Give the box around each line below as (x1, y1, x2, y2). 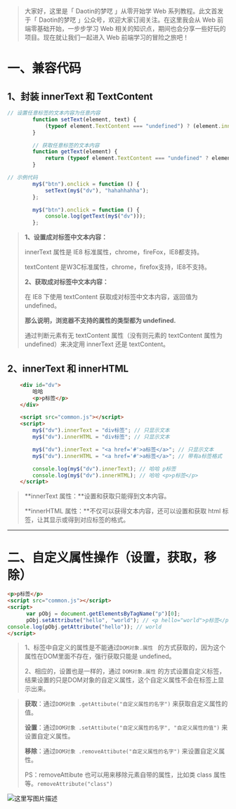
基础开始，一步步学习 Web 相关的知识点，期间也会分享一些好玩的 (37, 25, 226, 32)
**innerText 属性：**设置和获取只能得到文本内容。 (24, 492, 171, 501)
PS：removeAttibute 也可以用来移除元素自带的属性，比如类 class (24, 770, 212, 779)
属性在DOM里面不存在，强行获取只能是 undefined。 (24, 652, 176, 661)
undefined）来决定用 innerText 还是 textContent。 (24, 340, 170, 348)
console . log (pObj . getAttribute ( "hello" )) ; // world (7, 623, 162, 631)
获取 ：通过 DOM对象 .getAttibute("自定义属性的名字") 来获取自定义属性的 (24, 699, 228, 708)
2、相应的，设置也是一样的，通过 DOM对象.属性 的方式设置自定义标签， (24, 667, 226, 676)
